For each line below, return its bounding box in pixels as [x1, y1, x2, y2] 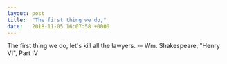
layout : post [7, 10, 45, 17]
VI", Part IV [7, 49, 38, 57]
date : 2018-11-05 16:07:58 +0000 [7, 23, 110, 30]
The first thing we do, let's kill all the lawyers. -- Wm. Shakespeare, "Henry [7, 42, 220, 50]
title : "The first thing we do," [7, 17, 107, 23]
